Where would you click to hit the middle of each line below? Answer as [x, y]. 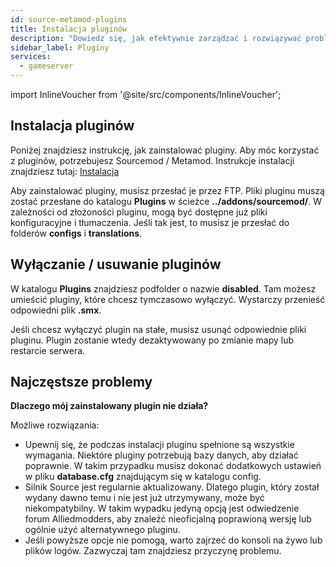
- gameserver [46, 66]
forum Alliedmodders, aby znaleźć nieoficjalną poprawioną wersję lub [168, 519]
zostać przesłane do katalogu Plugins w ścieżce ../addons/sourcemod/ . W [166, 201]
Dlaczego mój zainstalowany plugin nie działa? [109, 406]
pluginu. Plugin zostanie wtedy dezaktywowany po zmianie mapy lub [152, 340]
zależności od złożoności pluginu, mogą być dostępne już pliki [139, 212]
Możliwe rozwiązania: [55, 425]
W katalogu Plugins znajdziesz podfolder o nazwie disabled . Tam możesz [163, 288]
